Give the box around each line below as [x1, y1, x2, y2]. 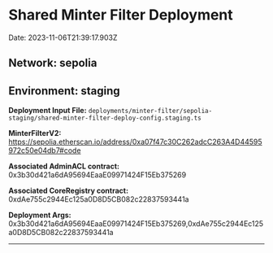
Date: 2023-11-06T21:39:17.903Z [8, 33, 118, 42]
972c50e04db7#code [8, 146, 81, 155]
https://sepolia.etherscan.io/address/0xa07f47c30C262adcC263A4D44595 [8, 137, 262, 147]
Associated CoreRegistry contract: [8, 185, 128, 196]
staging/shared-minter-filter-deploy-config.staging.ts [8, 114, 201, 123]
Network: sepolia [8, 56, 97, 70]
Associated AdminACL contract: [8, 161, 120, 172]
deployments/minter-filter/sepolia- [88, 107, 213, 116]
